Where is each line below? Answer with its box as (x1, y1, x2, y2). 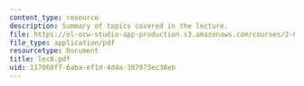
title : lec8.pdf (9, 55, 71, 64)
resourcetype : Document (9, 47, 100, 56)
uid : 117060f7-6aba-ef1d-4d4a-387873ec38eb (9, 64, 176, 73)
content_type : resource (9, 13, 100, 22)
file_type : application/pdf (9, 38, 116, 47)
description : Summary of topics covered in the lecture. (9, 21, 229, 30)
